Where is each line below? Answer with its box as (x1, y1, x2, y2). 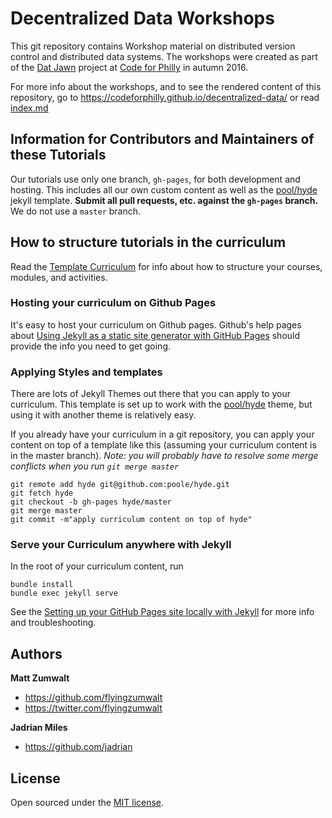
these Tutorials (10, 147, 107, 164)
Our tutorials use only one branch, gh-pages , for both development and (10, 173, 301, 185)
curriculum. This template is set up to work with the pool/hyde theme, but (10, 398, 313, 411)
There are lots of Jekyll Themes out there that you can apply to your (10, 388, 291, 400)
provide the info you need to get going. (10, 340, 171, 352)
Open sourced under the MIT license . (10, 797, 165, 809)
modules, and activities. (10, 271, 108, 283)
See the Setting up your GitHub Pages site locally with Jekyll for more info (10, 606, 315, 618)
